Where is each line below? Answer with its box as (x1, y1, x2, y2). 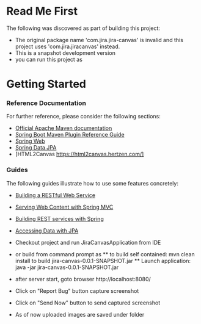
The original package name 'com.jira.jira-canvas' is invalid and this (15, 36, 183, 43)
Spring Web (15, 137, 45, 145)
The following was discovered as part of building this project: (6, 24, 161, 32)
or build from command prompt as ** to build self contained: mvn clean (15, 250, 195, 257)
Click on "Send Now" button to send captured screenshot (15, 299, 161, 306)
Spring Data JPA (15, 144, 57, 151)
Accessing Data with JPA (15, 227, 79, 234)
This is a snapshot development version (15, 49, 116, 56)
